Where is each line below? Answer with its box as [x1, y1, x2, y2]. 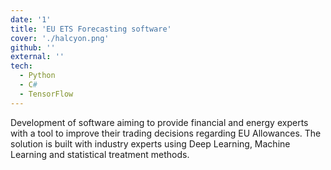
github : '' [10, 42, 56, 53]
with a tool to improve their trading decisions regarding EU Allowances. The [10, 127, 322, 139]
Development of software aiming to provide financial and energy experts [10, 116, 309, 128]
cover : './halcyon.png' [10, 33, 110, 43]
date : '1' [10, 14, 52, 25]
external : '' [10, 52, 65, 62]
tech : [10, 61, 33, 71]
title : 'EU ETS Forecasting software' [10, 24, 172, 34]
